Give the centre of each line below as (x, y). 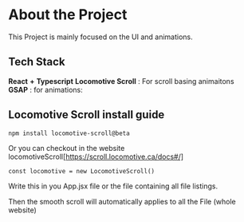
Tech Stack (37, 62)
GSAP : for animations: (45, 89)
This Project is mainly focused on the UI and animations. (100, 37)
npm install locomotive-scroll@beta (69, 133)
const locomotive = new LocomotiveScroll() (82, 171)
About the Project (68, 15)
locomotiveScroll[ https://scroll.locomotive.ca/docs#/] (96, 157)
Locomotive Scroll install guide (87, 115)
